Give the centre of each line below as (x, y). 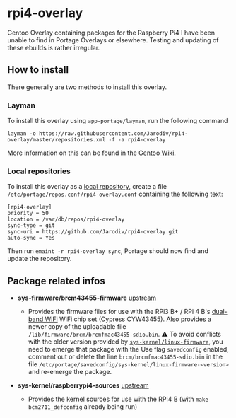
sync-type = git (31, 226)
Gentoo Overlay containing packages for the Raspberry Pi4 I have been (111, 33)
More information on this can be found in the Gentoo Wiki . (92, 153)
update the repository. (40, 259)
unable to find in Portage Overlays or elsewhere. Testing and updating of (113, 40)
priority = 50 (28, 214)
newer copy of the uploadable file (77, 327)
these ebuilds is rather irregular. (54, 47)
